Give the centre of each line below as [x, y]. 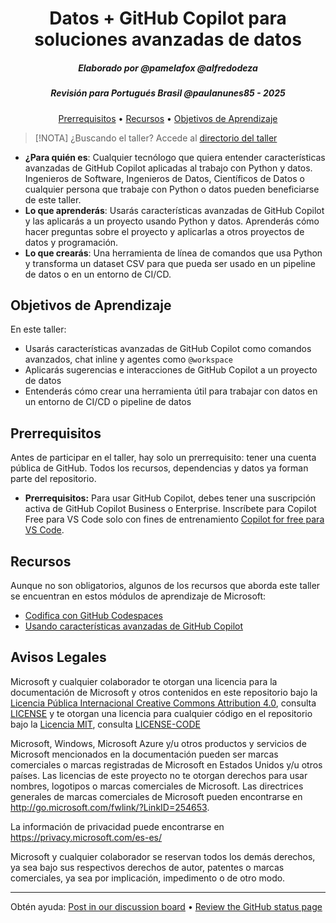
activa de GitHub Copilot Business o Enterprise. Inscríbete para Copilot [170, 509]
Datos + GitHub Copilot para [168, 18]
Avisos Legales [58, 657]
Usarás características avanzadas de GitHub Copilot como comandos [168, 349]
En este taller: [38, 329]
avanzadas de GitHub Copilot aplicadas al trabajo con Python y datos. [168, 168]
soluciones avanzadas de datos [168, 39]
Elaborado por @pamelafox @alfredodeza [168, 68]
